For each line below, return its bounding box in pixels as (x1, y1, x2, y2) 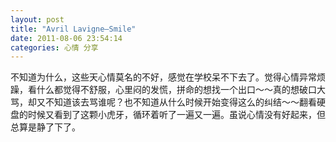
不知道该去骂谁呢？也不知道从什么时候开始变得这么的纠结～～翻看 (44, 96, 317, 108)
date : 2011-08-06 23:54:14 (10, 33, 123, 43)
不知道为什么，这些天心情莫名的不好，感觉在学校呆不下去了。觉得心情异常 (10, 71, 317, 83)
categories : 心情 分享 (10, 42, 99, 53)
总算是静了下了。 (10, 121, 81, 133)
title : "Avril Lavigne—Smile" (10, 24, 137, 34)
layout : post (10, 14, 65, 25)
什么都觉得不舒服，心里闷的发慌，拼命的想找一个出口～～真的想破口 (36, 84, 317, 96)
